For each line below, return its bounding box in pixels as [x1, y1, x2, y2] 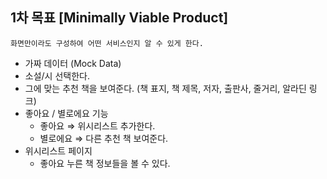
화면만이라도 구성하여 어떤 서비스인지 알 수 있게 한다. [10, 38, 204, 48]
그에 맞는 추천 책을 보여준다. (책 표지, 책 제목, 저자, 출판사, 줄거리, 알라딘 [24, 82, 307, 94]
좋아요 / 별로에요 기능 [24, 107, 109, 119]
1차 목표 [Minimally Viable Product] [10, 9, 229, 27]
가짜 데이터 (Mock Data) [24, 57, 122, 69]
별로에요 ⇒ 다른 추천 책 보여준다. [39, 132, 169, 144]
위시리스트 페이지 [24, 144, 93, 157]
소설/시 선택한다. [24, 69, 90, 82]
